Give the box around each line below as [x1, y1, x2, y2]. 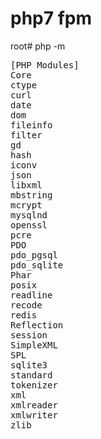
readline [10, 289, 53, 301]
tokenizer [10, 379, 58, 391]
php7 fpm [10, 7, 92, 30]
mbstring [10, 189, 53, 201]
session [10, 329, 48, 341]
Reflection [10, 319, 64, 331]
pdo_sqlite [10, 259, 64, 271]
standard [10, 369, 53, 381]
